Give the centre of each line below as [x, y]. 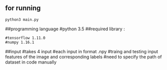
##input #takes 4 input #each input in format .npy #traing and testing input [82, 51]
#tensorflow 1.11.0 [25, 38]
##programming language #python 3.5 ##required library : [65, 29]
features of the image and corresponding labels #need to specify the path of [83, 57]
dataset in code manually [31, 62]
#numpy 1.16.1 [20, 42]
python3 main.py [22, 19]
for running [23, 8]
